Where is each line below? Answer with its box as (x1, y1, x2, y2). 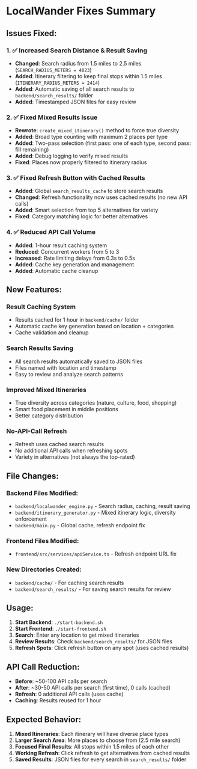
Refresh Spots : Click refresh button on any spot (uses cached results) (14, 645, 189, 652)
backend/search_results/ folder (14, 91, 93, 99)
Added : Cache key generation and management (14, 260, 135, 268)
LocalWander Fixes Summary (6, 4, 156, 18)
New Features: (6, 284, 62, 295)
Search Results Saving (6, 344, 73, 352)
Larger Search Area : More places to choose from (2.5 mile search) (14, 737, 181, 744)
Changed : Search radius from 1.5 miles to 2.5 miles (14, 60, 142, 67)
